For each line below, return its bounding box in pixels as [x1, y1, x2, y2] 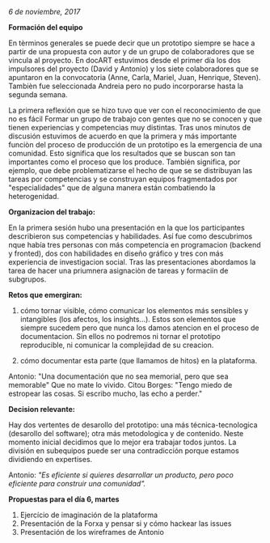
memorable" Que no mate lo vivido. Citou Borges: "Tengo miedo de [8, 380, 233, 389]
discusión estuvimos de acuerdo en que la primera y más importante [8, 131, 237, 141]
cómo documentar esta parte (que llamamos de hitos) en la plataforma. [19, 356, 258, 365]
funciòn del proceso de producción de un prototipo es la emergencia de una [8, 140, 263, 149]
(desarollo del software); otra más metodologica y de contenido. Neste [8, 429, 244, 438]
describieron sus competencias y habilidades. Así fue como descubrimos [8, 231, 253, 241]
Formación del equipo [8, 23, 83, 32]
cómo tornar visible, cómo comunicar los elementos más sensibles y [19, 306, 249, 315]
